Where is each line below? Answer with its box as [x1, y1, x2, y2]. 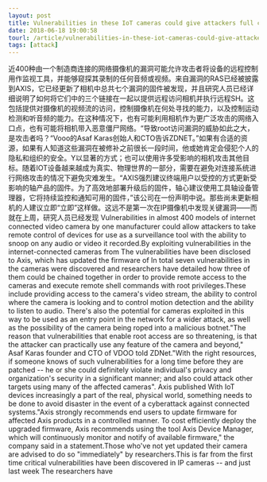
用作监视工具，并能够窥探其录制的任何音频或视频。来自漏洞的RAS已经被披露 [8, 74, 259, 83]
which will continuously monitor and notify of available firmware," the [8, 433, 234, 442]
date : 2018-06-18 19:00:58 [8, 26, 98, 34]
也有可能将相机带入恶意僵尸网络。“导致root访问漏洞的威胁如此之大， [29, 124, 254, 133]
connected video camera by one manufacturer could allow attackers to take [8, 222, 257, 231]
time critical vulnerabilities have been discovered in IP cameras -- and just [8, 458, 251, 468]
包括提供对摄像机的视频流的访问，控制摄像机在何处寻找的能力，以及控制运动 [8, 104, 259, 114]
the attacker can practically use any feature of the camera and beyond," [8, 340, 244, 349]
